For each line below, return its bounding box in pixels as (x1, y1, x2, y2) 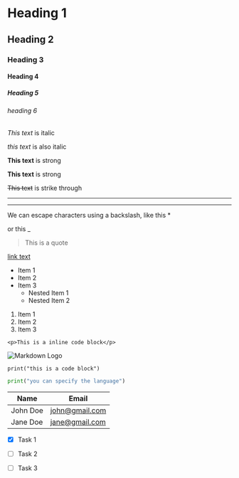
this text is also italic (7, 142, 67, 151)
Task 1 (17, 435, 37, 444)
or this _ (7, 224, 31, 233)
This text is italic (7, 128, 55, 137)
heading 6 (7, 107, 38, 115)
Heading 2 (7, 33, 55, 46)
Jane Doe (11, 417, 43, 427)
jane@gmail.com (50, 417, 107, 427)
